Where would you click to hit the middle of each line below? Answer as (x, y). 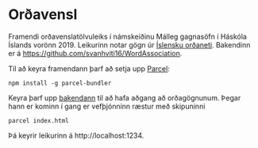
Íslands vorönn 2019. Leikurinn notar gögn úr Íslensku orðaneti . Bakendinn (129, 44)
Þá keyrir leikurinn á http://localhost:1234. (76, 135)
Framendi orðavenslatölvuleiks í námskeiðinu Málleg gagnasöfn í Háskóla (128, 36)
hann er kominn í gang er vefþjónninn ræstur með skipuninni (107, 106)
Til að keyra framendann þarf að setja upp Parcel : (89, 68)
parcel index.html (39, 120)
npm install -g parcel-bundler (60, 83)
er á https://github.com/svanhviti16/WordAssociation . (95, 53)
